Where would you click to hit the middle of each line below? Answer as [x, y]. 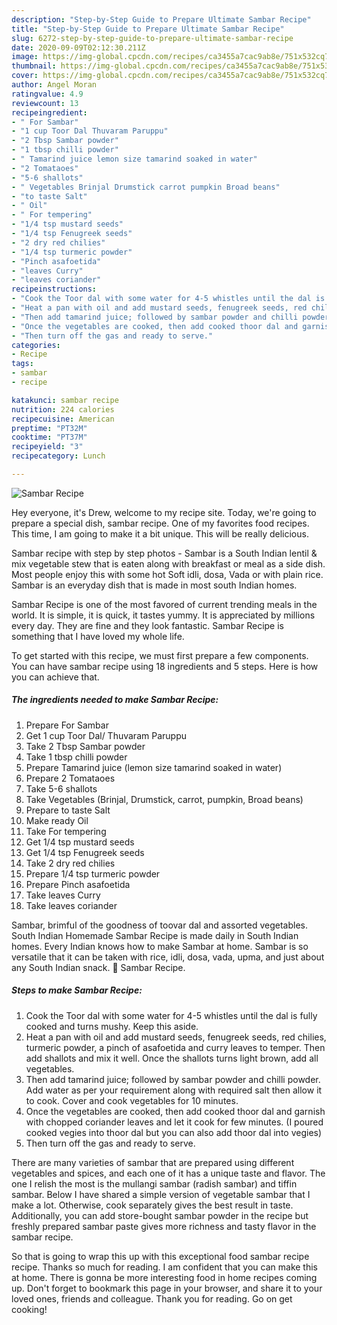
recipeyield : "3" [47, 447]
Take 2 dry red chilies [70, 863]
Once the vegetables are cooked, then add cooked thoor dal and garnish [175, 1111]
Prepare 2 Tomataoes [70, 778]
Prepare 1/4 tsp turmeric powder [93, 873]
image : [25, 57]
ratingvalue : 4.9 [47, 94]
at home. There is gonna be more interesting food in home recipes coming [164, 1277]
